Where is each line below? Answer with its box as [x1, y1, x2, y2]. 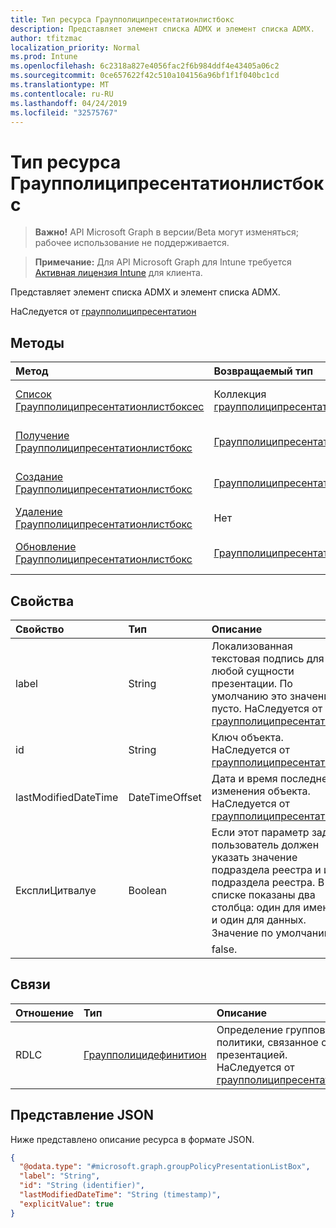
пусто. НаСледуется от [211, 701, 323, 715]
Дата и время [211, 771, 278, 785]
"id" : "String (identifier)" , [19, 1181, 145, 1191]
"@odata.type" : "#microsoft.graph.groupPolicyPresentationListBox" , [19, 1162, 311, 1172]
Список [15, 387, 52, 401]
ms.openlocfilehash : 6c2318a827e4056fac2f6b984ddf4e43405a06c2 [10, 61, 280, 71]
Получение [15, 429, 70, 443]
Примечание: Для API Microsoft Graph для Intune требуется [34, 256, 292, 268]
